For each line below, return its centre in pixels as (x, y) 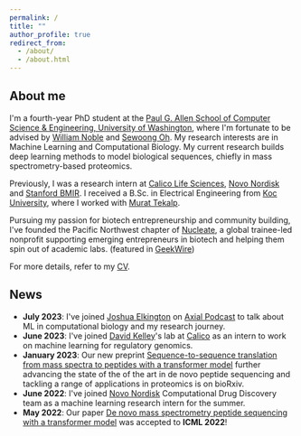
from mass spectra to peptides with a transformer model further (141, 364)
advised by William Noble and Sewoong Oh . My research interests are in (144, 137)
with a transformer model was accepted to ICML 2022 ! (125, 422)
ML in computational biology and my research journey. (124, 326)
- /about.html (44, 60)
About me (38, 96)
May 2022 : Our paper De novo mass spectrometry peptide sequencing (155, 413)
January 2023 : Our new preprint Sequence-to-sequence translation (150, 355)
